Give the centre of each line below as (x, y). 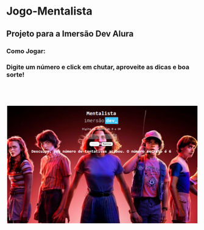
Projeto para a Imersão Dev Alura (70, 34)
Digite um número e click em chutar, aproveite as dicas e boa (98, 67)
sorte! (16, 75)
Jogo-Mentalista (49, 11)
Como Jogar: (26, 51)
